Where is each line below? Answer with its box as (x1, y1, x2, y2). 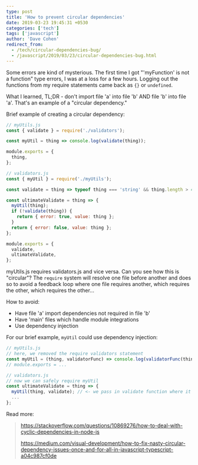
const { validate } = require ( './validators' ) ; (6, 128, 126, 134)
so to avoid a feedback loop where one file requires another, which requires (6, 281, 190, 288)
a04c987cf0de (20, 452, 57, 459)
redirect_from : (6, 42, 44, 48)
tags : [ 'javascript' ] (6, 31, 60, 37)
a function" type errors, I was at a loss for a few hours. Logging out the (6, 75, 179, 82)
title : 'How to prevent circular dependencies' (6, 14, 126, 20)
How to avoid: (6, 298, 40, 305)
